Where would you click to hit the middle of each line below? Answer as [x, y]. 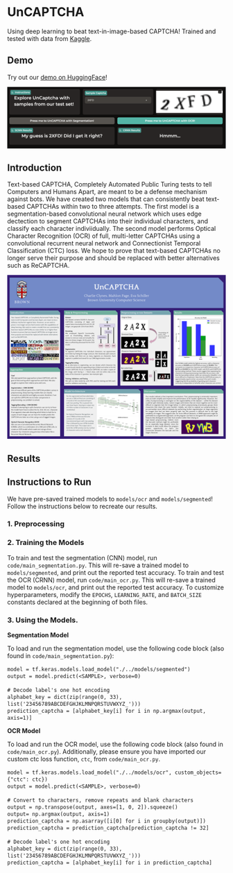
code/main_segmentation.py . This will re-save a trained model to [98, 565]
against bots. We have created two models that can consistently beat [106, 199]
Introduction [35, 167]
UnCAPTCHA [46, 12]
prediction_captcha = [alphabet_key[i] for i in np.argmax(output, [107, 711]
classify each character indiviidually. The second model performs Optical [112, 229]
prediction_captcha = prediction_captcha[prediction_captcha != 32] [108, 828]
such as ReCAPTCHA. [38, 266]
